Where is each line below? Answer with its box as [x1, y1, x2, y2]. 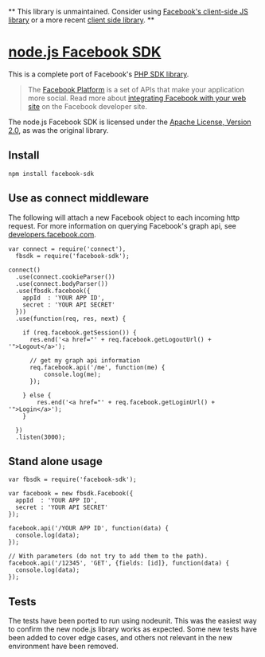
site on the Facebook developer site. [27, 101, 147, 111]
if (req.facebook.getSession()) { [22, 328, 137, 337]
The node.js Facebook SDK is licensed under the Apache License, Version [8, 117, 252, 127]
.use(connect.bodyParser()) [15, 280, 109, 287]
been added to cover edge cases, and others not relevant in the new [8, 633, 232, 643]
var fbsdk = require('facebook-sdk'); [8, 475, 137, 484]
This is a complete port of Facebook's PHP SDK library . [8, 69, 189, 79]
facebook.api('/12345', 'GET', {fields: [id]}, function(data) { [8, 559, 229, 568]
